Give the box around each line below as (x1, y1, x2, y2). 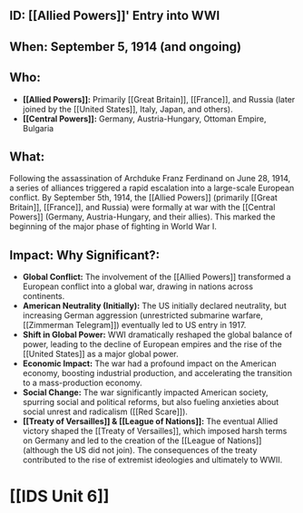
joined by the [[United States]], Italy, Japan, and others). (22, 103, 233, 114)
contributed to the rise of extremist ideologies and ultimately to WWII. (22, 454, 283, 466)
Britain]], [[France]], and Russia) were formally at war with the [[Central (9, 202, 276, 213)
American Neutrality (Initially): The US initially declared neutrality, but (22, 300, 288, 312)
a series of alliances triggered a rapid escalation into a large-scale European (9, 182, 295, 194)
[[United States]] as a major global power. (22, 349, 179, 360)
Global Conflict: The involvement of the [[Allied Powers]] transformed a (22, 272, 292, 283)
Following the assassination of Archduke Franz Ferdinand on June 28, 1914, (9, 173, 291, 184)
